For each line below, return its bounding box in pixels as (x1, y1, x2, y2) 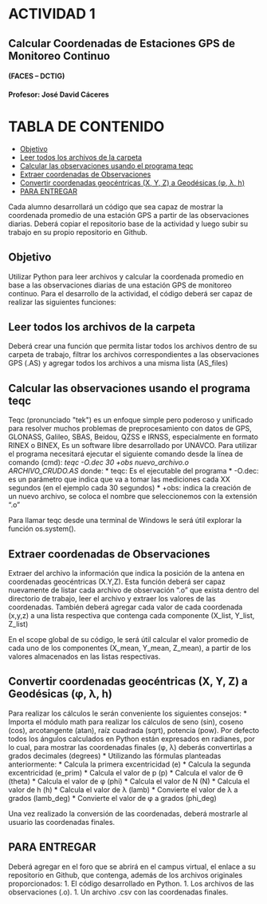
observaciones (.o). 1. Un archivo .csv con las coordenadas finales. (8, 887, 229, 897)
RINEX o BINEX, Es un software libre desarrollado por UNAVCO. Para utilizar (8, 441, 257, 450)
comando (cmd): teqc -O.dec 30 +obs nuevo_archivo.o (8, 458, 190, 467)
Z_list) (8, 619, 29, 628)
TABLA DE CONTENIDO (8, 117, 165, 136)
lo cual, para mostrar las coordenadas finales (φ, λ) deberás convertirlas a (8, 742, 253, 751)
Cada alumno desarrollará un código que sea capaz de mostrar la (8, 201, 223, 212)
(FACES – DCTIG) (8, 71, 65, 81)
